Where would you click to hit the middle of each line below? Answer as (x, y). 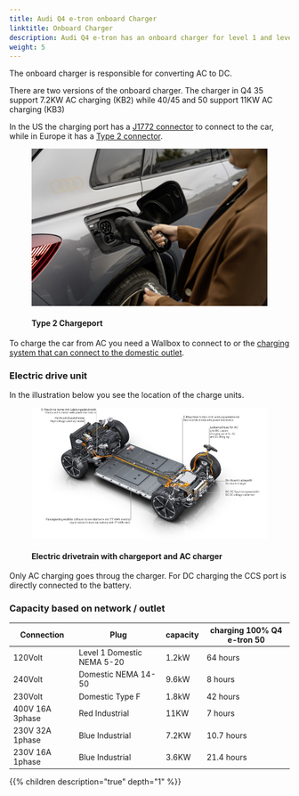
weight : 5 (28, 47)
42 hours (223, 696)
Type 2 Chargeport (67, 323)
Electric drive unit (48, 376)
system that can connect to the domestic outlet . (97, 353)
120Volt (28, 657)
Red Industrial (104, 713)
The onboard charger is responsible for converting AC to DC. (121, 73)
